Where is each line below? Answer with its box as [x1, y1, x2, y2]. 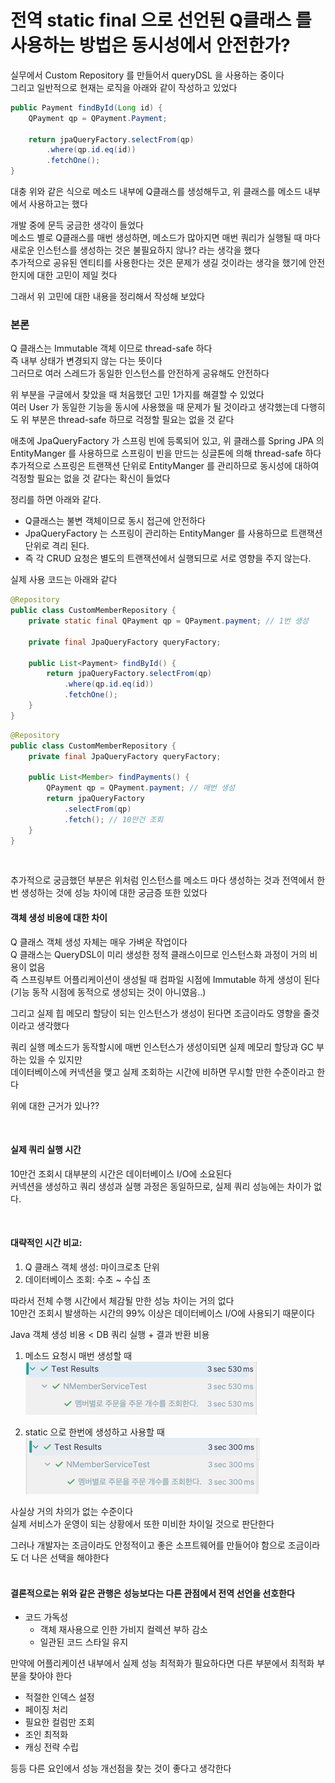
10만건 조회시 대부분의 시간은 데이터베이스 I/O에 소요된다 [10, 1167, 232, 1180]
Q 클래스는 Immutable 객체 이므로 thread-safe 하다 [10, 342, 213, 355]
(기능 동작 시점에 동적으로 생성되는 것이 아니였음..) [10, 986, 207, 998]
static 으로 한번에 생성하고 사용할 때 [24, 1426, 165, 1438]
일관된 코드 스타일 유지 [39, 1636, 129, 1648]
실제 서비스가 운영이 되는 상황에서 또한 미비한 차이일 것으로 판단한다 [10, 1518, 275, 1530]
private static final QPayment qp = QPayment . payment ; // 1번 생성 [28, 616, 309, 626]
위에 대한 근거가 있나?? [10, 1099, 100, 1111]
